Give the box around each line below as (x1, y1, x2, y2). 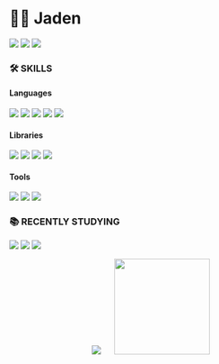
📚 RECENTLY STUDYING (9, 215, 120, 228)
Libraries (9, 130, 43, 141)
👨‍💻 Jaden (9, 8, 82, 29)
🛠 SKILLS (9, 62, 53, 75)
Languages (9, 87, 52, 98)
